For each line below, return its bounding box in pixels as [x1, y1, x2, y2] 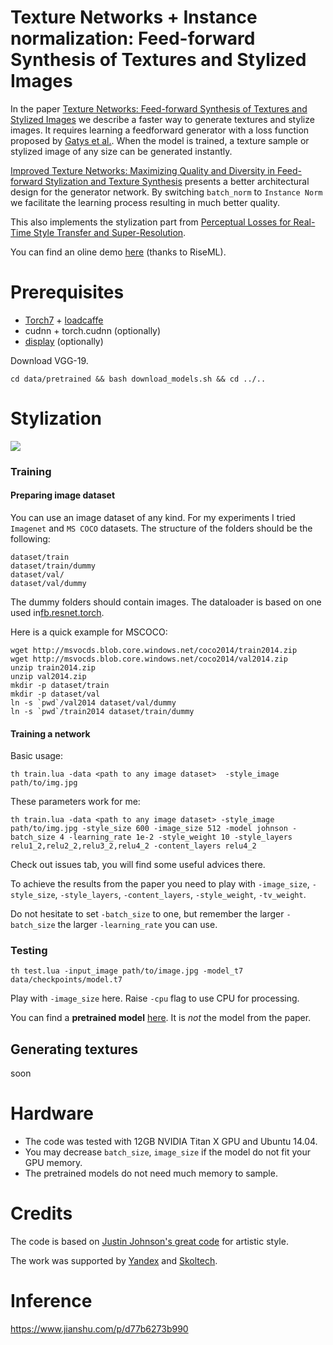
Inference [10, 1290, 93, 1313]
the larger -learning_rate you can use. [57, 919, 218, 931]
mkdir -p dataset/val [10, 689, 101, 699]
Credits [10, 1202, 73, 1225]
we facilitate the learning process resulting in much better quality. [10, 196, 281, 208]
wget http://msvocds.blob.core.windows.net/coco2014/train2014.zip [10, 645, 298, 655]
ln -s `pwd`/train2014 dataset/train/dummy [10, 706, 195, 716]
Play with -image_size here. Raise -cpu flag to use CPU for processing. [10, 992, 300, 1005]
